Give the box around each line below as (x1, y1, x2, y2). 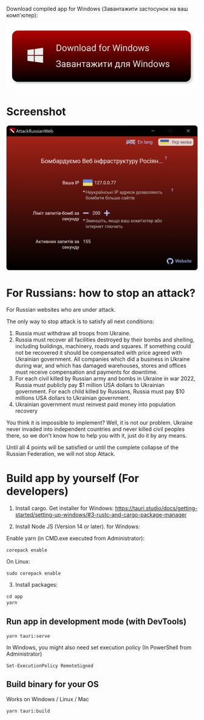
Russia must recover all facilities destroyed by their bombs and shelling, (15, 336, 195, 343)
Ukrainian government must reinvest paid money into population (15, 401, 176, 408)
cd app (6, 593, 23, 600)
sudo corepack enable (6, 570, 61, 577)
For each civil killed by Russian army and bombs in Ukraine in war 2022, (15, 375, 195, 382)
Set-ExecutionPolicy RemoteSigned (6, 663, 94, 669)
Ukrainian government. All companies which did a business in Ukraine (15, 355, 190, 363)
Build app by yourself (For (6, 472, 140, 486)
